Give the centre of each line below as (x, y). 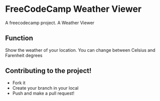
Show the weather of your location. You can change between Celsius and (80, 50)
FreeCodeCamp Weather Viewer (73, 9)
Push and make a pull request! (43, 93)
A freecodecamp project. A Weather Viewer (50, 23)
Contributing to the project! (48, 71)
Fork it (19, 83)
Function (19, 38)
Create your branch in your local (45, 88)
